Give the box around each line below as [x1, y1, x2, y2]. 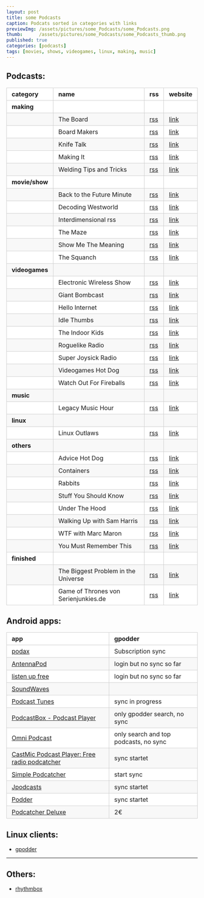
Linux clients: [6, 829, 59, 840]
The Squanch [58, 253, 97, 262]
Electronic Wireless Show [58, 278, 131, 287]
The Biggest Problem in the [58, 566, 136, 575]
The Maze [58, 228, 87, 236]
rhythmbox [15, 885, 42, 892]
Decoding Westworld [58, 203, 118, 211]
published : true [6, 37, 47, 43]
